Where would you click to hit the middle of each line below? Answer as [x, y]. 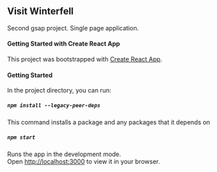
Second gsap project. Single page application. [73, 28]
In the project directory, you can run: [59, 90]
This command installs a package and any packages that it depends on [108, 122]
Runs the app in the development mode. [64, 154]
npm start [21, 137]
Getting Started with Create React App [63, 44]
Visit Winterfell [41, 11]
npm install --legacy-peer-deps [54, 105]
